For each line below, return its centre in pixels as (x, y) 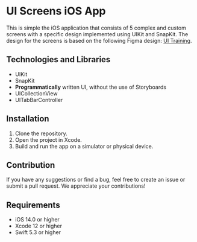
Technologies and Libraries (58, 59)
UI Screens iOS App (56, 11)
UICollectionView (36, 93)
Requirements (33, 205)
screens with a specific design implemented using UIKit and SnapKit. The (97, 34)
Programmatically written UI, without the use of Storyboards (91, 87)
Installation (28, 119)
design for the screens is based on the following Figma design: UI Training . (99, 40)
